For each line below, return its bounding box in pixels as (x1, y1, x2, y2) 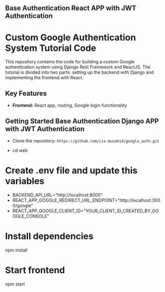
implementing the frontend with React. (5, 75, 83, 81)
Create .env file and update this (5, 165, 138, 176)
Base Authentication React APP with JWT (5, 4, 137, 12)
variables (5, 175, 45, 187)
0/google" (12, 202, 33, 208)
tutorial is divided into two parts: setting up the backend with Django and (5, 69, 154, 75)
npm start (5, 281, 25, 287)
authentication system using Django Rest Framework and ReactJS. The (5, 64, 151, 70)
